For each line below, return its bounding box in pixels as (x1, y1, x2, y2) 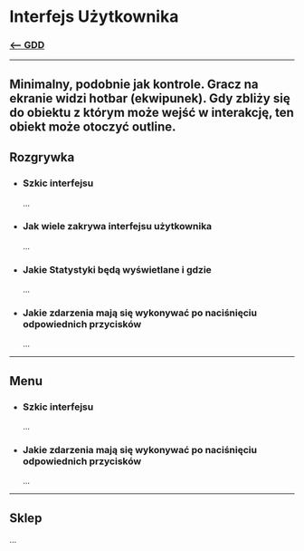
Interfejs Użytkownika (9, 6, 179, 27)
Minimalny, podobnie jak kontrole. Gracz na (9, 76, 259, 92)
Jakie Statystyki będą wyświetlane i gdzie (22, 263, 213, 275)
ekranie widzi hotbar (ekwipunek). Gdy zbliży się (9, 91, 291, 106)
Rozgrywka (9, 150, 75, 165)
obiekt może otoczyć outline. (9, 119, 176, 134)
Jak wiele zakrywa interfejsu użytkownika (22, 220, 213, 233)
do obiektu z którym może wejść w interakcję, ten (9, 104, 294, 120)
